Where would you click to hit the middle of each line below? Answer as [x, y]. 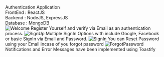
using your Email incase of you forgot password [54, 44]
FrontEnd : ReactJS [25, 12]
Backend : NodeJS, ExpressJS [37, 18]
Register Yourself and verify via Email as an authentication [91, 28]
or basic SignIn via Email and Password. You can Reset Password [82, 39]
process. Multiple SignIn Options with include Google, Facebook [82, 33]
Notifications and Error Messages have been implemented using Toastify [80, 49]
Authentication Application [33, 7]
